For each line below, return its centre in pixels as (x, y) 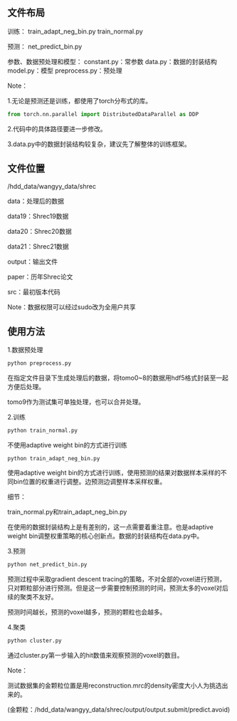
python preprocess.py (39, 363)
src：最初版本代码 (34, 291)
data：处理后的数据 (36, 201)
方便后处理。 (26, 387)
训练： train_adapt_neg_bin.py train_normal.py (75, 31)
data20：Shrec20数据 (40, 231)
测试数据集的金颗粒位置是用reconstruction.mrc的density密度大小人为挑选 (115, 685)
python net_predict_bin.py (47, 565)
